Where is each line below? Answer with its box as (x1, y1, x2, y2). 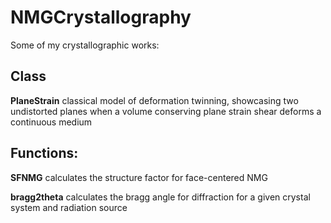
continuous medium (10, 116, 93, 128)
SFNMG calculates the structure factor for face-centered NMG (10, 171, 268, 183)
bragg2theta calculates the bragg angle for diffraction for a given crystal (10, 191, 311, 203)
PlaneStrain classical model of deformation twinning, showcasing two (10, 94, 299, 106)
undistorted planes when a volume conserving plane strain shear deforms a (10, 105, 322, 117)
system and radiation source (10, 201, 128, 213)
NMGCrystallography (10, 6, 192, 29)
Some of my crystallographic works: (10, 39, 160, 51)
